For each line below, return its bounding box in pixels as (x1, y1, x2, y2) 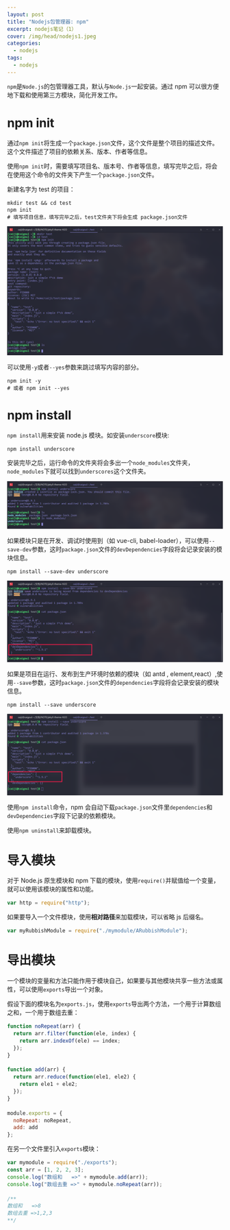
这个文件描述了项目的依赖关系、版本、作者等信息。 (7, 147, 151, 156)
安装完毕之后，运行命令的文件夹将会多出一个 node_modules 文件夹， (7, 458, 194, 466)
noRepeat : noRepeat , (13, 1117, 72, 1124)
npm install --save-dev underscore (7, 568, 109, 575)
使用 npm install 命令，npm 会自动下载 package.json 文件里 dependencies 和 (7, 803, 213, 811)
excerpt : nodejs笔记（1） (7, 25, 77, 32)
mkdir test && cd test (7, 200, 72, 206)
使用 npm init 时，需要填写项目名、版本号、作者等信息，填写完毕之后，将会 (7, 162, 218, 170)
